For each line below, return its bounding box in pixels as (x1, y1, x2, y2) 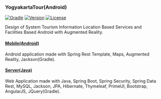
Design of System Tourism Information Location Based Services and (5, 24, 142, 30)
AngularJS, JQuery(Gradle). (5, 88, 61, 94)
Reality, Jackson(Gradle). (5, 56, 56, 62)
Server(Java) (5, 67, 33, 73)
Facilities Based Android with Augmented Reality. (5, 29, 104, 35)
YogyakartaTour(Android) (5, 4, 67, 11)
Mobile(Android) (5, 40, 39, 46)
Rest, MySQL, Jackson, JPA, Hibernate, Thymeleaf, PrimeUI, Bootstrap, (5, 83, 148, 89)
